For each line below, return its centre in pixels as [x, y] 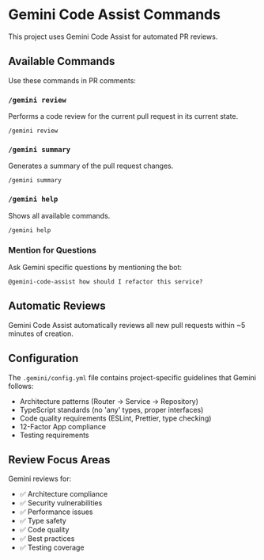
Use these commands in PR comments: [72, 80]
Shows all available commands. [59, 215]
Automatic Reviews [57, 306]
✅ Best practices [47, 539]
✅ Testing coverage [52, 547]
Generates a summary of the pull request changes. [91, 166]
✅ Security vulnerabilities [61, 503]
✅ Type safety [43, 521]
